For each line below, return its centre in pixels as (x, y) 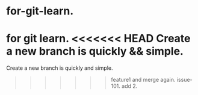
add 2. (129, 86)
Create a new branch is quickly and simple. (60, 68)
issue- (184, 80)
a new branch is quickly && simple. (95, 51)
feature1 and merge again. (143, 80)
